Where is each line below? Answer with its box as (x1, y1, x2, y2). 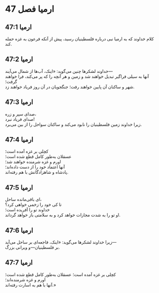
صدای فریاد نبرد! (5, 116, 35, 122)
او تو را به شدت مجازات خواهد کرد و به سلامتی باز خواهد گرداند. (5, 212, 120, 218)
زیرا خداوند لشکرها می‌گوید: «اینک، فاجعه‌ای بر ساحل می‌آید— (5, 239, 117, 245)
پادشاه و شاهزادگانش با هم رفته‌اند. (5, 169, 69, 175)
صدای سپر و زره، (5, 111, 37, 117)
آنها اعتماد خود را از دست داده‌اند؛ (5, 164, 65, 170)
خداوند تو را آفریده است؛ (5, 207, 50, 213)
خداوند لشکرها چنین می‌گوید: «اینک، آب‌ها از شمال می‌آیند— (5, 68, 113, 74)
